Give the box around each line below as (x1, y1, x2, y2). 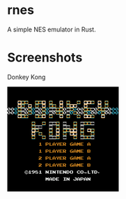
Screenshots (7, 50, 83, 66)
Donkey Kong (7, 73, 46, 81)
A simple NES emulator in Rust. (7, 25, 96, 34)
